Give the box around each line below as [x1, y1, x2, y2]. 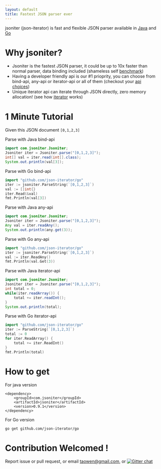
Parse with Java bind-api [5, 136, 55, 142]
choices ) [12, 84, 30, 90]
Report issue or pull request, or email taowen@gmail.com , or [5, 458, 126, 464]
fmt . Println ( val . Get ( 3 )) [5, 259, 55, 264]
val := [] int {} [5, 186, 36, 192]
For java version [5, 382, 37, 388]
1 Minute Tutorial [5, 111, 74, 122]
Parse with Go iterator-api [5, 313, 57, 319]
